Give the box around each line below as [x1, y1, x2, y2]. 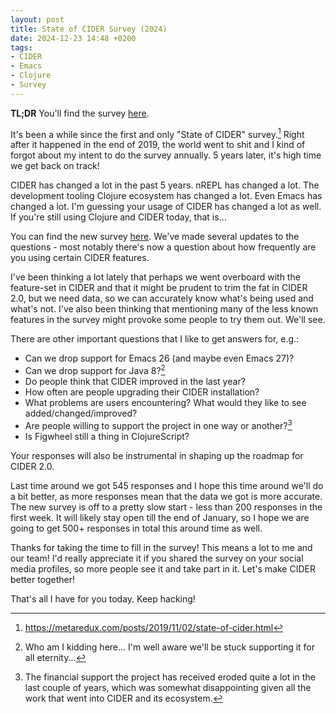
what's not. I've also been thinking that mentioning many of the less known [10, 303, 319, 315]
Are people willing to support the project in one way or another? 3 [24, 418, 293, 431]
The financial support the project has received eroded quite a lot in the [24, 671, 316, 683]
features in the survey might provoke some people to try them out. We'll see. [10, 314, 326, 326]
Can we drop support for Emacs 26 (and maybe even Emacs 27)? [24, 352, 295, 365]
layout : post [10, 14, 65, 25]
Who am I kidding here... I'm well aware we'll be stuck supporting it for [24, 641, 316, 653]
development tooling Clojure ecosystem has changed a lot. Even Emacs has [10, 190, 323, 202]
